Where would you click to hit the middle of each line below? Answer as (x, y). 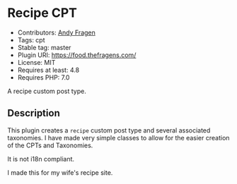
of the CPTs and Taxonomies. (50, 145)
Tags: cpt (31, 39)
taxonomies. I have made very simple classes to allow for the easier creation (118, 137)
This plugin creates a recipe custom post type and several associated (109, 130)
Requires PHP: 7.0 (44, 77)
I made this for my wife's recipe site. (60, 172)
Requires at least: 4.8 (48, 70)
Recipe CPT (42, 13)
